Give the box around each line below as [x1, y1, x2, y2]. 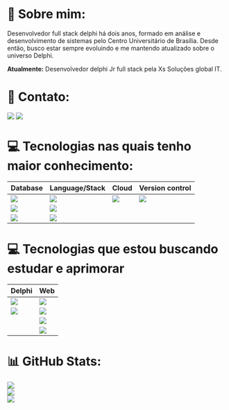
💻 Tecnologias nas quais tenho [7, 139, 192, 155]
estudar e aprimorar [7, 261, 125, 276]
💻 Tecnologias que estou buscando [7, 241, 219, 257]
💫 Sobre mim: [7, 6, 86, 22]
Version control [139, 183, 192, 193]
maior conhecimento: [7, 158, 134, 174]
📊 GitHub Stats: [7, 353, 102, 369]
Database [10, 183, 44, 193]
